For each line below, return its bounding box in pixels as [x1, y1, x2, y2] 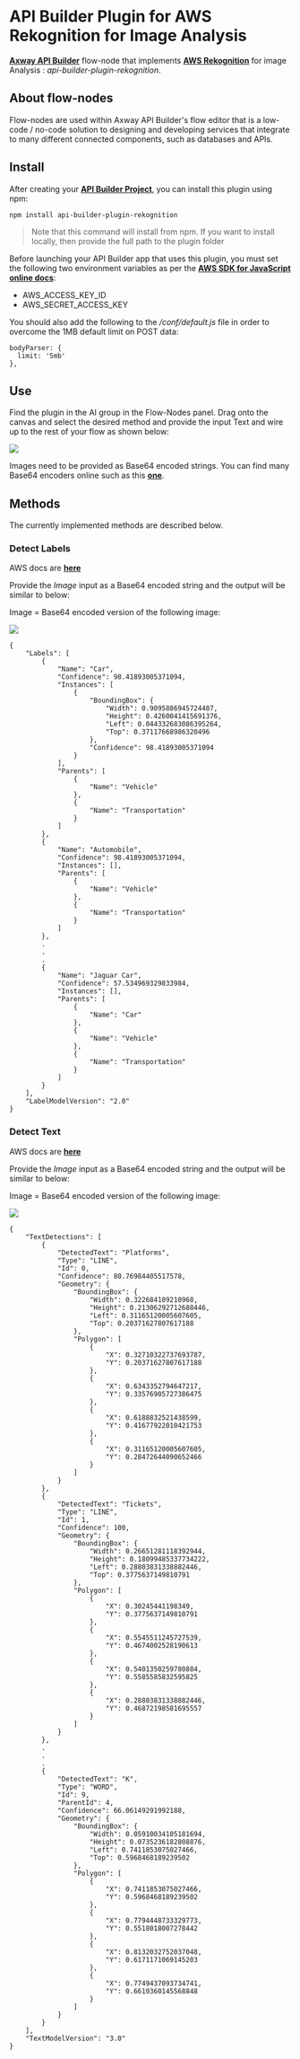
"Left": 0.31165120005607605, [89, 1311, 202, 1320]
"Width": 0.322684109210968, [89, 1295, 199, 1304]
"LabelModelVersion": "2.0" [25, 1097, 130, 1106]
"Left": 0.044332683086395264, [105, 720, 222, 729]
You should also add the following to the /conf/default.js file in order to [9, 316, 270, 327]
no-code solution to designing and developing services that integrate [35, 124, 290, 135]
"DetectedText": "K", [56, 1774, 139, 1783]
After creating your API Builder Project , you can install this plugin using [9, 183, 273, 194]
